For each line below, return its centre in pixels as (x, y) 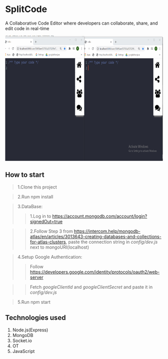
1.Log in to (40, 216)
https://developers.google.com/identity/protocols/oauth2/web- (95, 272)
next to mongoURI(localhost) (59, 247)
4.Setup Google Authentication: (50, 257)
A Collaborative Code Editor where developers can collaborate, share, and (82, 23)
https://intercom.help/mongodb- (107, 231)
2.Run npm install (35, 197)
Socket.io (22, 340)
